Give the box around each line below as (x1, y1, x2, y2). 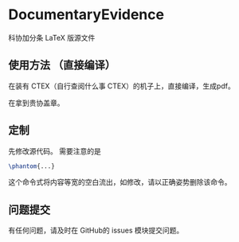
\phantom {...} (8, 162, 56, 170)
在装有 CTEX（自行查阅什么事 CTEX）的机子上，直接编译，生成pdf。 (8, 81, 235, 91)
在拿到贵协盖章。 (8, 98, 65, 107)
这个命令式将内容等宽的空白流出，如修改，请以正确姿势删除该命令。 (8, 178, 232, 187)
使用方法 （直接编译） (8, 58, 116, 72)
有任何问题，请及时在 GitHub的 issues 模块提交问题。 (8, 225, 184, 236)
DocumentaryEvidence (8, 6, 165, 24)
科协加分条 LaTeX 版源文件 (8, 33, 96, 42)
